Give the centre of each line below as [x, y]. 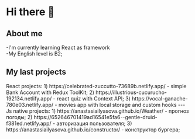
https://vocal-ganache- [160, 98]
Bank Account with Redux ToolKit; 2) [50, 92]
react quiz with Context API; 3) [93, 98]
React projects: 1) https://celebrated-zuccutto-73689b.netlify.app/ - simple [96, 86]
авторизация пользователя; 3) [94, 123]
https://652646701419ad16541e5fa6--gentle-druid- [95, 117]
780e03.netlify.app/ [30, 105]
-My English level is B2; [34, 54]
